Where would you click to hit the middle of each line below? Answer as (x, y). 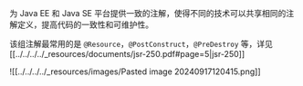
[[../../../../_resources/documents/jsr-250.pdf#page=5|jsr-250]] (127, 54)
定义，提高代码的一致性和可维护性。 (85, 24)
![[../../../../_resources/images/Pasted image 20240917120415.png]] (135, 72)
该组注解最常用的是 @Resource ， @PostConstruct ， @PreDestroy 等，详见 (141, 44)
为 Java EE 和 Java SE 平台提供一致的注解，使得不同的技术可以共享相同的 (148, 13)
